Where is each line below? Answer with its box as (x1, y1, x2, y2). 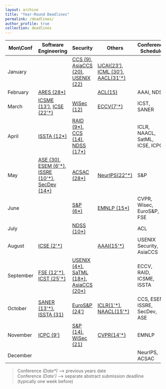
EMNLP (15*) (97, 205, 130, 212)
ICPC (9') (38, 332, 60, 338)
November (7, 332, 32, 338)
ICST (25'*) (38, 276, 66, 282)
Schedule (140, 48, 163, 55)
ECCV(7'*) (97, 103, 124, 110)
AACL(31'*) (97, 75, 126, 82)
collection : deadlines (5, 26, 52, 31)
